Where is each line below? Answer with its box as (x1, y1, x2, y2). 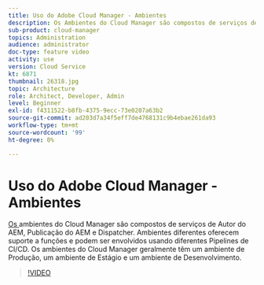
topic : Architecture (8, 84, 76, 93)
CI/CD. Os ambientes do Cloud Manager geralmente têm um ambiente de (8, 245, 245, 254)
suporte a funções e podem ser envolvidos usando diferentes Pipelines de (8, 236, 249, 246)
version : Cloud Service (8, 63, 86, 71)
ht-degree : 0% (8, 135, 55, 144)
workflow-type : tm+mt (8, 121, 79, 129)
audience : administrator (8, 41, 90, 49)
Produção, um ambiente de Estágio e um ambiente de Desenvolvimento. (8, 253, 242, 262)
